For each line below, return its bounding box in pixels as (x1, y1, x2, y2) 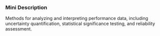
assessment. (5, 26, 32, 32)
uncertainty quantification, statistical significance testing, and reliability (5, 20, 155, 26)
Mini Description (5, 4, 48, 11)
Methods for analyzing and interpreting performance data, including (5, 15, 148, 21)
